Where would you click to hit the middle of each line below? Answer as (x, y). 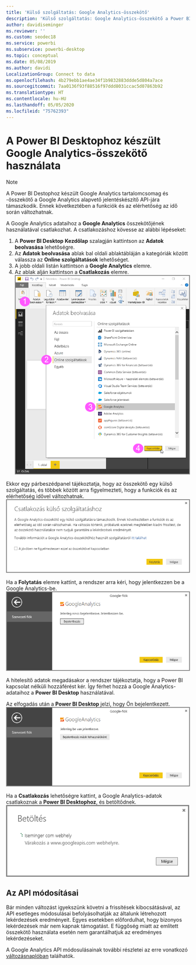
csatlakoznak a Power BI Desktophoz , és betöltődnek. (71, 802)
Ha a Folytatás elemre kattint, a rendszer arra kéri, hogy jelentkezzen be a (95, 582)
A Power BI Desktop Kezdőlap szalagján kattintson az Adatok (89, 241)
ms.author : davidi (28, 68)
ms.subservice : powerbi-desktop (45, 50)
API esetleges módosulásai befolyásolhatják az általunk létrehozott (86, 914)
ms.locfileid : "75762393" (37, 111)
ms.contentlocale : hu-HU (36, 99)
